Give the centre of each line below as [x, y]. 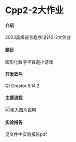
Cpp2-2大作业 [34, 10]
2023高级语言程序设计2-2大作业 [38, 37]
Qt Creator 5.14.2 [22, 85]
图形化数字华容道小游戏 [29, 62]
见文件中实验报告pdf [26, 134]
